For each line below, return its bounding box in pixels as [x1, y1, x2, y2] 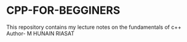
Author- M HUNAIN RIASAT [6, 29, 75, 37]
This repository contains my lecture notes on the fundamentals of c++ [6, 23, 182, 31]
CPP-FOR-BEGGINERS [6, 4, 120, 17]
